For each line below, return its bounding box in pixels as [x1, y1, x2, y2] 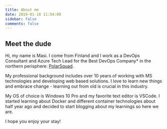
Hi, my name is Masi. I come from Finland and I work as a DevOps [5, 53, 140, 59]
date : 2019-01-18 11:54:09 [5, 12, 61, 17]
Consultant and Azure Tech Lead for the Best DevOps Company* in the [5, 58, 151, 64]
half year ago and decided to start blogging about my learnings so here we [5, 104, 159, 110]
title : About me [5, 7, 39, 12]
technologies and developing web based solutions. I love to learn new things [5, 78, 163, 84]
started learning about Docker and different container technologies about [5, 98, 156, 104]
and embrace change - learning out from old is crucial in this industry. [5, 83, 149, 89]
